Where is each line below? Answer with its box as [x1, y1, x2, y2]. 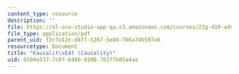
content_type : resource [7, 10, 78, 18]
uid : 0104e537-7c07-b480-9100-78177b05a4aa [7, 56, 139, 63]
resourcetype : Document [7, 43, 78, 50]
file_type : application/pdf [7, 30, 91, 37]
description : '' [7, 17, 55, 24]
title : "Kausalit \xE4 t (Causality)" [7, 50, 116, 57]
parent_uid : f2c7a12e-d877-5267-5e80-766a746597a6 [7, 37, 161, 44]
